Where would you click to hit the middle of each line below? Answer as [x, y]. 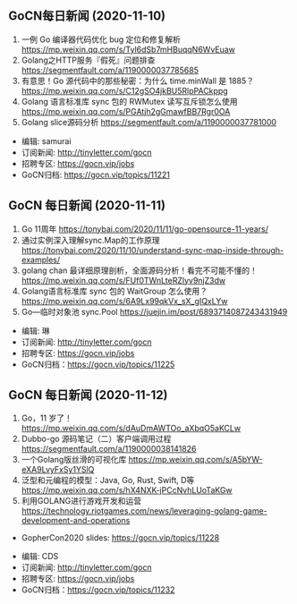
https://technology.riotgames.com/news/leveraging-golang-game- [144, 511]
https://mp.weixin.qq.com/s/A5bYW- [195, 460]
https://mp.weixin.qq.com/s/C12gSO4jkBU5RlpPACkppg [125, 90]
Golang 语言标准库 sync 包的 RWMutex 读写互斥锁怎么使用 [129, 101]
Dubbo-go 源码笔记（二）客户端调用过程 [96, 439]
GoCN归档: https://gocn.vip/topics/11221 [96, 174]
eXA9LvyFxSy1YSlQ [58, 470]
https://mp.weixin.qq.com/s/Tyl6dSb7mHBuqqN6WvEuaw [128, 49]
